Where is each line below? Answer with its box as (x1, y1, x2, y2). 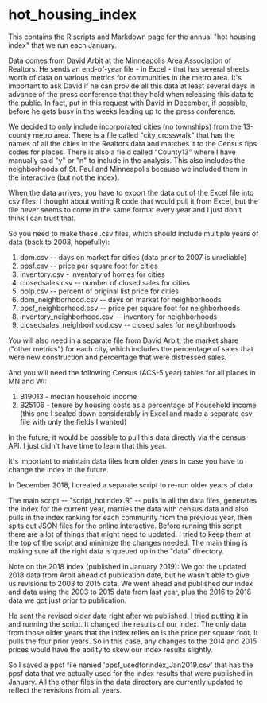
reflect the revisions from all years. (8, 686, 122, 695)
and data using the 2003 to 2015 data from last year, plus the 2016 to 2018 (8, 587, 252, 596)
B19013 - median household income (19, 391, 137, 401)
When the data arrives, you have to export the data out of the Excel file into (8, 188, 254, 197)
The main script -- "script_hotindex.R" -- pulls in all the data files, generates (8, 495, 257, 505)
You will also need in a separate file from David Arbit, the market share (8, 336, 239, 345)
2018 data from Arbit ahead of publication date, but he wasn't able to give (8, 570, 250, 580)
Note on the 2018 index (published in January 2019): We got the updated (8, 561, 246, 571)
